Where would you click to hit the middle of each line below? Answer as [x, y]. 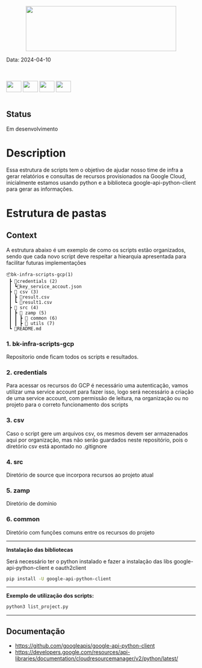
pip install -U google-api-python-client [59, 579]
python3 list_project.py [37, 607]
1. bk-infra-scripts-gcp [40, 344]
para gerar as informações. [40, 189]
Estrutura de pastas [57, 213]
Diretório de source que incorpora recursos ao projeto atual [80, 475]
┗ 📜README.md [25, 329]
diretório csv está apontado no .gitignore [57, 446]
